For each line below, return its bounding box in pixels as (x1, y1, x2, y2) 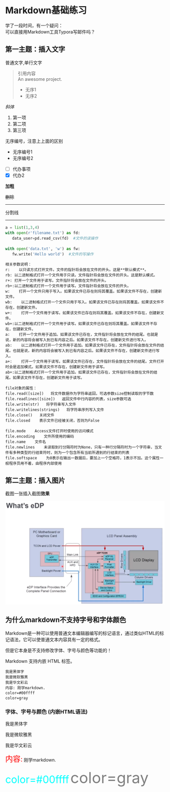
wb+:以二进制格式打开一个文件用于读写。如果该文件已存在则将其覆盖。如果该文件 (5, 321, 150, 327)
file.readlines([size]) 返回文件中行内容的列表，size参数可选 (5, 397, 132, 402)
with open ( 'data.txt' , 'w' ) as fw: (5, 246, 80, 251)
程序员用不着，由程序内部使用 (9, 461, 62, 466)
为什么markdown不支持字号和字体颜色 (5, 616, 126, 624)
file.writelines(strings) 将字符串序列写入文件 (5, 407, 105, 413)
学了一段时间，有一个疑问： (5, 22, 63, 28)
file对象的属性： (5, 386, 37, 391)
